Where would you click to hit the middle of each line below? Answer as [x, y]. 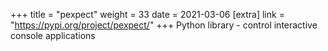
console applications [53, 35]
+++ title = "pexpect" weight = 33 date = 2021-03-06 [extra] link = [147, 14]
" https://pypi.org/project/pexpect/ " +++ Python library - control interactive [164, 25]
